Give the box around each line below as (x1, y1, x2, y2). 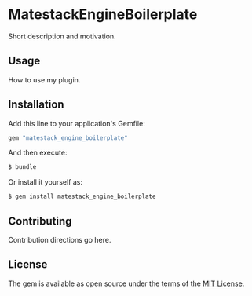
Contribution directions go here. (8, 236, 111, 244)
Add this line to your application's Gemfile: (8, 119, 145, 128)
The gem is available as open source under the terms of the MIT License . (8, 279, 245, 288)
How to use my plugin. (8, 75, 81, 84)
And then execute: (8, 148, 68, 158)
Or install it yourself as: (8, 177, 82, 187)
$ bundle (8, 163, 37, 171)
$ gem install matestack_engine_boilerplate (8, 192, 156, 201)
